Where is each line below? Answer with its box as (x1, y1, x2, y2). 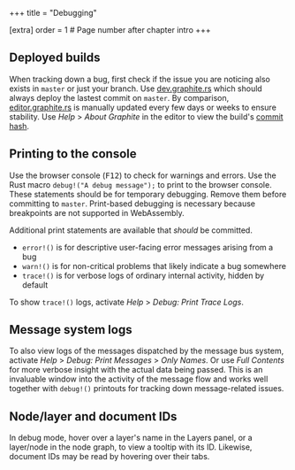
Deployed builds (9, 50, 101, 65)
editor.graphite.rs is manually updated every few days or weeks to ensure (9, 102, 276, 112)
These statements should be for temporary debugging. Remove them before (9, 189, 287, 199)
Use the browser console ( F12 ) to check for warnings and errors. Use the (9, 170, 276, 181)
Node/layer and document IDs (9, 409, 178, 424)
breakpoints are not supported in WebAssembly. (9, 207, 185, 218)
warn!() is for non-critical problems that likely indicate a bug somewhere (21, 260, 287, 271)
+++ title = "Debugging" (9, 8, 97, 18)
